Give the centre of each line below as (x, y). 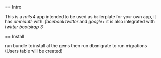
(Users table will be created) (34, 51)
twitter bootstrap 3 (24, 27)
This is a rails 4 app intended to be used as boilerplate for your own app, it (80, 16)
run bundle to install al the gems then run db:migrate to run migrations (76, 46)
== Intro (13, 7)
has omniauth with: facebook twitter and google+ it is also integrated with (80, 22)
